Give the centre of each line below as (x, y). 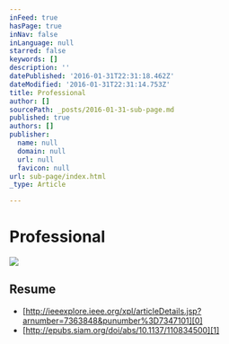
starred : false (38, 51)
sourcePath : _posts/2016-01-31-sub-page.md (92, 110)
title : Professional (48, 93)
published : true (40, 118)
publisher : (30, 135)
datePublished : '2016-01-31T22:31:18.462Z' (92, 76)
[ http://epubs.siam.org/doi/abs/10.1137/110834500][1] (121, 330)
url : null (35, 159)
